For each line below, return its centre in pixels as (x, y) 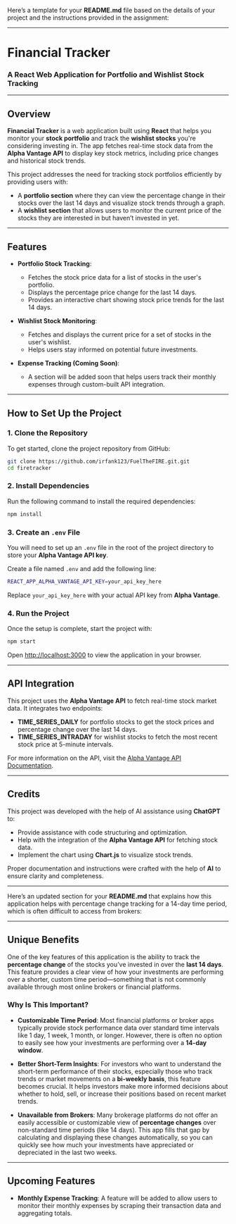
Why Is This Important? (48, 1005)
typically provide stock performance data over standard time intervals (118, 1028)
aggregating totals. (45, 1213)
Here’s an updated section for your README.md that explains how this (110, 896)
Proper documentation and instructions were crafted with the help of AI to (114, 868)
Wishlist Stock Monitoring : (57, 321)
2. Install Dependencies (48, 486)
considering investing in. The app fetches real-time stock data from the (110, 146)
